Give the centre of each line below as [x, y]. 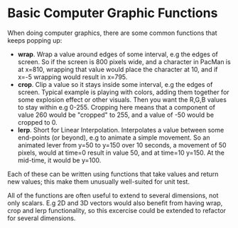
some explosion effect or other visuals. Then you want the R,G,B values [122, 99]
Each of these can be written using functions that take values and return [113, 174]
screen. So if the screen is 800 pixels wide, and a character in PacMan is [124, 61]
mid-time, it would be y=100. [59, 160]
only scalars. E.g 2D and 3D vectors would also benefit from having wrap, [115, 203]
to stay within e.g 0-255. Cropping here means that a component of [116, 107]
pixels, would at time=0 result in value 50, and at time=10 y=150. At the [121, 152]
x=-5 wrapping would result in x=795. [72, 77]
